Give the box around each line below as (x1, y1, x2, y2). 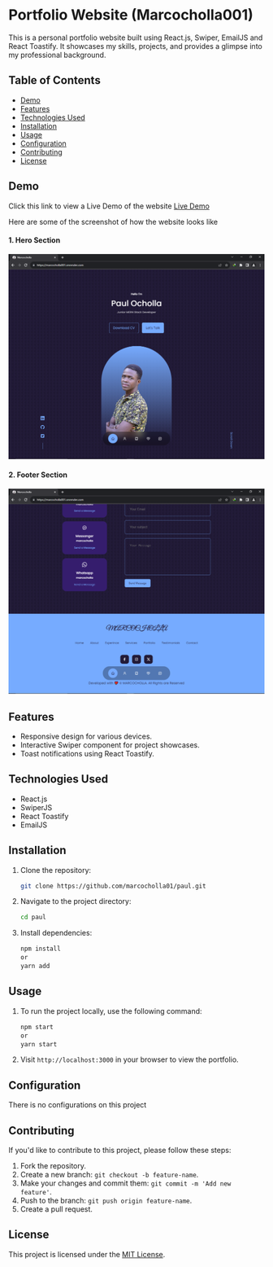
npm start (19, 1023, 54, 1031)
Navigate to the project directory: (19, 897, 132, 906)
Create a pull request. (19, 1204, 93, 1214)
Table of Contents (8, 73, 102, 87)
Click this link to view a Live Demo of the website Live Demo (8, 201, 210, 211)
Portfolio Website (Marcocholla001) (8, 6, 253, 24)
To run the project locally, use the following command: (19, 1006, 202, 1015)
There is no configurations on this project (8, 1100, 147, 1110)
